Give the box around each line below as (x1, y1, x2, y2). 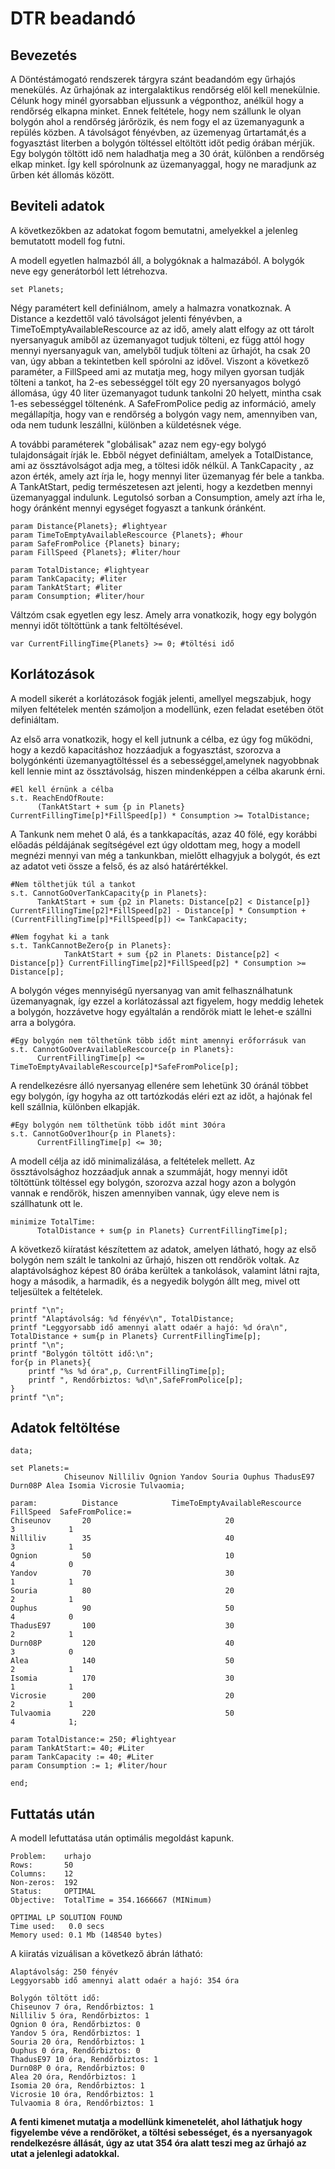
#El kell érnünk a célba (10, 784, 114, 794)
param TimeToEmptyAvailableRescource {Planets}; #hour (10, 530, 244, 540)
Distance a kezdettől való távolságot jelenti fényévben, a (10, 312, 243, 324)
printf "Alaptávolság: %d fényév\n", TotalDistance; (10, 1313, 235, 1324)
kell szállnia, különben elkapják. (10, 1100, 141, 1112)
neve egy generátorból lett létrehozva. (10, 265, 168, 277)
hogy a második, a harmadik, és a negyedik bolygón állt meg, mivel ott (10, 1275, 301, 1287)
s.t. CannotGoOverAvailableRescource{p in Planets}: (10, 1044, 235, 1054)
